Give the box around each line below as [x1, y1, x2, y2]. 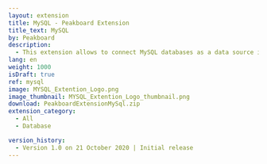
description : [8, 41, 52, 49]
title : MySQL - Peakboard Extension [8, 19, 130, 27]
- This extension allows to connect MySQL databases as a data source [15, 48, 254, 56]
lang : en [8, 56, 37, 64]
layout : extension [8, 11, 69, 20]
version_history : [8, 136, 66, 144]
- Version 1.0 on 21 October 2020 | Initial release [15, 143, 194, 151]
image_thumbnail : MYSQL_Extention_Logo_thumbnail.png [8, 93, 191, 101]
